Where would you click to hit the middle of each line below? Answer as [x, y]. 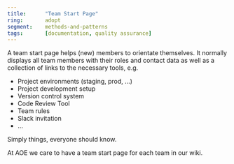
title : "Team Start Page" [53, 14]
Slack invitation [39, 119]
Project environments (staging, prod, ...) [75, 82]
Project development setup [56, 89]
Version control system [51, 96]
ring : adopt [34, 20]
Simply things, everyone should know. [62, 140]
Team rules [34, 111]
